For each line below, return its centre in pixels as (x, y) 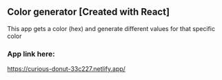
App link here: (31, 54)
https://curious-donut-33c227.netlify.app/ (67, 69)
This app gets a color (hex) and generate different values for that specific (111, 28)
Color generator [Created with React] (89, 12)
